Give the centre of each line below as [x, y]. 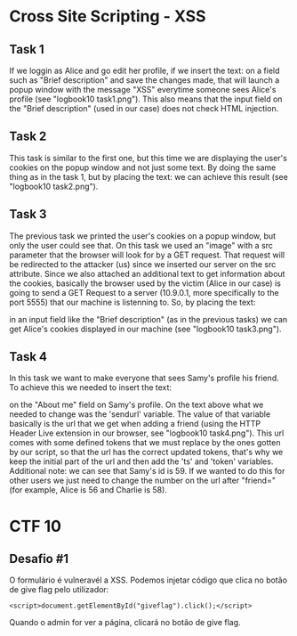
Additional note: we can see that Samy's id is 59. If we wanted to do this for [147, 471]
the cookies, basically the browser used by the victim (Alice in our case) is [145, 283]
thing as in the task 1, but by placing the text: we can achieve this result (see [149, 176]
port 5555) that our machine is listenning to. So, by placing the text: [132, 302]
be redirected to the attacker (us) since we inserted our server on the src [143, 264]
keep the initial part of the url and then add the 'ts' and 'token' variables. [141, 461]
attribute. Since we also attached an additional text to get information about [147, 273]
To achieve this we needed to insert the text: [90, 387]
